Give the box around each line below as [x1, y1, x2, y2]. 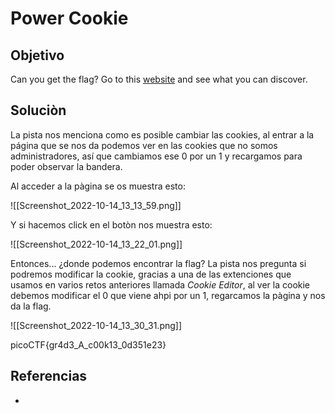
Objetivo [10, 47, 65, 64]
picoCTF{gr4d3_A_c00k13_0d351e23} [10, 338, 167, 351]
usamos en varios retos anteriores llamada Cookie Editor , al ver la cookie [10, 278, 311, 291]
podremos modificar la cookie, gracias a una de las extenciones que [10, 268, 292, 280]
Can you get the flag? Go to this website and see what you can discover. [10, 73, 308, 85]
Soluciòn [10, 102, 67, 119]
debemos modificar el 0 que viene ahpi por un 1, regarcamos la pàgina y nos [10, 289, 326, 301]
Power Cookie [10, 7, 129, 30]
